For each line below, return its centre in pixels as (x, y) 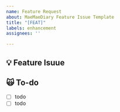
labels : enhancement (31, 28)
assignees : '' (24, 34)
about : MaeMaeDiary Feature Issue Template (60, 17)
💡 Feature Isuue (35, 62)
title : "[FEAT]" (26, 22)
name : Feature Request (34, 11)
